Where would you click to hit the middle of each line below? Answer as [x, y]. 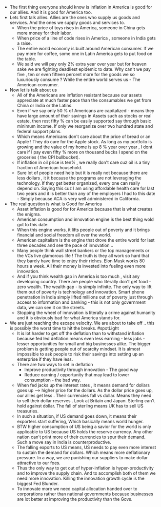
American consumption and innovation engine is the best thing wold [85, 219]
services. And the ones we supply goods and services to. [67, 22]
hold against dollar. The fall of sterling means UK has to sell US [80, 406]
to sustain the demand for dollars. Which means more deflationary [83, 452]
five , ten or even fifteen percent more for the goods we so [76, 74]
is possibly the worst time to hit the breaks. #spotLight [64, 328]
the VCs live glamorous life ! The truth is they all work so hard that [83, 256]
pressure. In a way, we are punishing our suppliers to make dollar [82, 458]
